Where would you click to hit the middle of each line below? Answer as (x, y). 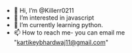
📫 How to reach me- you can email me (69, 33)
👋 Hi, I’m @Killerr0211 (44, 11)
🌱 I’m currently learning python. (58, 25)
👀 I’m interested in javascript (54, 18)
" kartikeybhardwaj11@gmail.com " (61, 42)
